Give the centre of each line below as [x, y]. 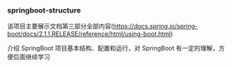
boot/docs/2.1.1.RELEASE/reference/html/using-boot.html [89, 34]
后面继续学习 [31, 57]
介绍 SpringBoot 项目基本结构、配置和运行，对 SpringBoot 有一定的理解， [113, 48]
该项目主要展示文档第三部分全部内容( [60, 26]
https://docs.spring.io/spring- [156, 26]
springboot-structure [44, 10]
